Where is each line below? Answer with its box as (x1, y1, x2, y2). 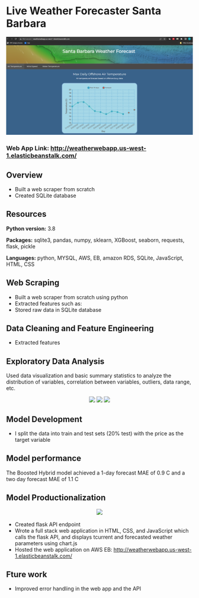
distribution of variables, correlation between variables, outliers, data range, (6, 378, 191, 385)
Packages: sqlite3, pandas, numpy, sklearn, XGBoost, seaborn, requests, (6, 236, 185, 243)
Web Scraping (6, 278, 60, 288)
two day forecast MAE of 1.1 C (6, 475, 79, 482)
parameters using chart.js (14, 539, 78, 547)
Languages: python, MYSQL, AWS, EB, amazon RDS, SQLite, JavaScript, (6, 254, 184, 261)
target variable (14, 436, 51, 444)
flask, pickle (6, 242, 36, 250)
